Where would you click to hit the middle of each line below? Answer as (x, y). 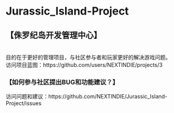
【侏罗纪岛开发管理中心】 (54, 35)
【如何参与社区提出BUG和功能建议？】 (62, 82)
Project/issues (24, 103)
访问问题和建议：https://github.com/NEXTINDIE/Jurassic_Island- (87, 97)
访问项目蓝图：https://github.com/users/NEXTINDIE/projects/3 (84, 65)
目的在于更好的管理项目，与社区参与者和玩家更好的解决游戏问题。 (88, 57)
